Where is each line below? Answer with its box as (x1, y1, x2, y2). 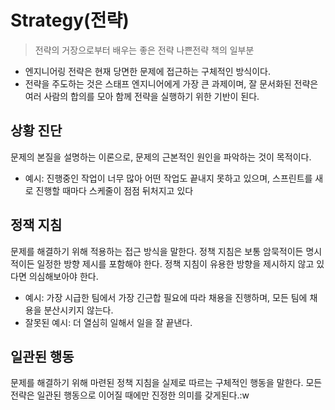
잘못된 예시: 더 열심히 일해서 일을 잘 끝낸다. (24, 316, 193, 328)
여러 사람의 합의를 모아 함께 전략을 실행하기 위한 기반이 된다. (24, 90, 260, 102)
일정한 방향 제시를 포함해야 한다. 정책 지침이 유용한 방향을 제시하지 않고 (36, 257, 315, 270)
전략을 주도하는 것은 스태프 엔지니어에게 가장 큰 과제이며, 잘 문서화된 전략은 (24, 77, 319, 90)
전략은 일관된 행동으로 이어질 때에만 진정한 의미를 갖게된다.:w (10, 389, 250, 401)
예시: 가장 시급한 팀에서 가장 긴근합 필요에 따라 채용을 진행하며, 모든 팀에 (24, 291, 308, 303)
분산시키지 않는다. (43, 304, 114, 316)
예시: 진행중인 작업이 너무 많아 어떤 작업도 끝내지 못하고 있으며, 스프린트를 (24, 172, 313, 184)
